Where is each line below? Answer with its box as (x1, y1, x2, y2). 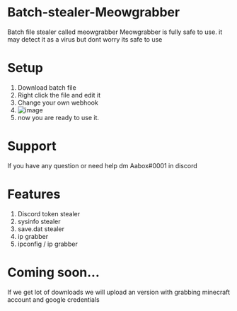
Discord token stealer (17, 209, 81, 218)
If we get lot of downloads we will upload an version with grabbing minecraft (7, 288, 231, 296)
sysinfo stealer (17, 217, 62, 225)
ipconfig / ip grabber (17, 240, 78, 248)
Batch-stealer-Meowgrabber (7, 4, 180, 20)
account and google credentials (7, 295, 100, 304)
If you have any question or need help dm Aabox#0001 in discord (7, 161, 198, 170)
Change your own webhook (17, 98, 99, 107)
